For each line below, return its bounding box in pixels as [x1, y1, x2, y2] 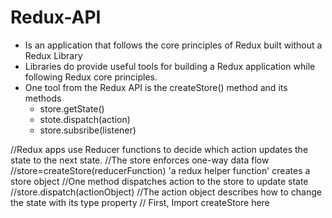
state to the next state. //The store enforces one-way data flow [10, 154, 270, 166]
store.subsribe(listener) [39, 124, 137, 136]
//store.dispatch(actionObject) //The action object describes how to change [10, 186, 322, 198]
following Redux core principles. [24, 71, 158, 83]
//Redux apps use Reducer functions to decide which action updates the [10, 143, 309, 155]
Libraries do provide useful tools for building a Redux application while [24, 60, 316, 72]
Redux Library [24, 49, 83, 61]
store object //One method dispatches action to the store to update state [10, 175, 309, 187]
